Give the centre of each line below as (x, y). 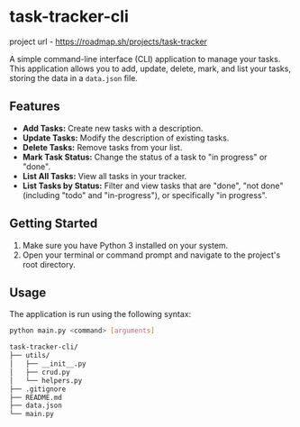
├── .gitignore (38, 389)
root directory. (49, 264)
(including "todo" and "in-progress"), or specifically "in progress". (145, 195)
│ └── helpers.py (46, 380)
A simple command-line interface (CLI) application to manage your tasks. (145, 59)
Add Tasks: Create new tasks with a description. (113, 128)
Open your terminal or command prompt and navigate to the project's (151, 255)
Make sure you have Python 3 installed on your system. (125, 245)
